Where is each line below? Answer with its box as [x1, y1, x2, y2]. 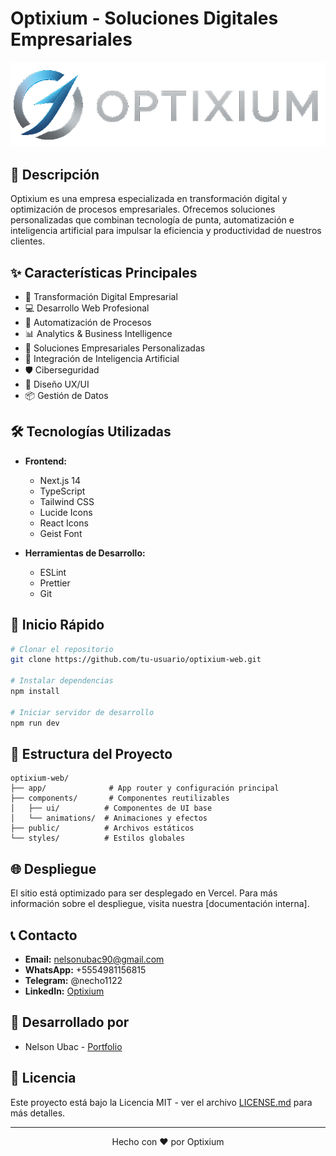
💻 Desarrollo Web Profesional [24, 302, 150, 314]
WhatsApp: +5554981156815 [24, 964, 147, 976]
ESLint [39, 566, 67, 578]
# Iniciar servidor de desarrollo [10, 707, 155, 717]
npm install [10, 687, 60, 697]
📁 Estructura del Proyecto [10, 745, 173, 762]
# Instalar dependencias [10, 676, 114, 686]
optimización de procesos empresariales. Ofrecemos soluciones [10, 203, 276, 216]
